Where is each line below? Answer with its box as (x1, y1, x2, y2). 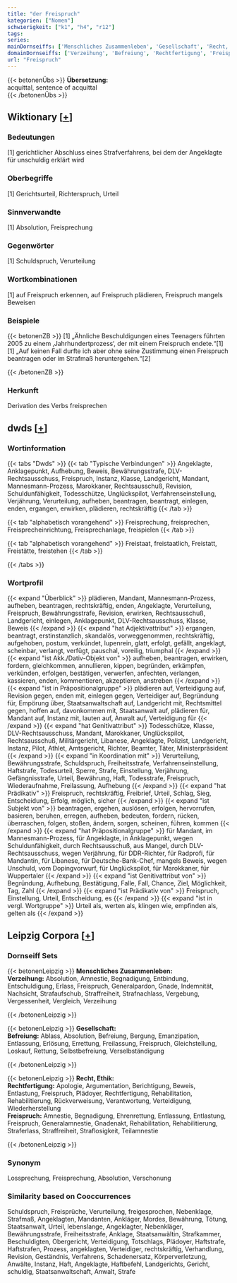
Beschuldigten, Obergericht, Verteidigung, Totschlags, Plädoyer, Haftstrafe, (7, 1237, 226, 1246)
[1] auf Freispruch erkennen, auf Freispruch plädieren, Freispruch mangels (7, 290, 224, 299)
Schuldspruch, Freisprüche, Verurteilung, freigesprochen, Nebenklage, (7, 1207, 214, 1216)
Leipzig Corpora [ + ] (7, 929, 95, 941)
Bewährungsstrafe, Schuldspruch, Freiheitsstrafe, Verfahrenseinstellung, (7, 759, 219, 768)
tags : (7, 30, 23, 37)
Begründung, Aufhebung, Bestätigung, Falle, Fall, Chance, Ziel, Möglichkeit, (7, 879, 227, 888)
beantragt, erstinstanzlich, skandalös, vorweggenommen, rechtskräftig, (7, 631, 215, 640)
